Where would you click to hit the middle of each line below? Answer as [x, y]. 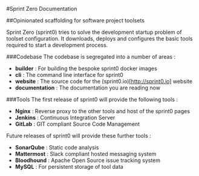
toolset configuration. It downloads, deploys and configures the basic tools [99, 38]
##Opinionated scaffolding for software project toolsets [76, 20]
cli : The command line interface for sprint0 [69, 75]
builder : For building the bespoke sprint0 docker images [86, 68]
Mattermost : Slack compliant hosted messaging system [86, 154]
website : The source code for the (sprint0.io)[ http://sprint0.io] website [103, 81]
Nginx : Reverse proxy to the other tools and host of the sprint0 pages [103, 111]
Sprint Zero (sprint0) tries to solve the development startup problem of [94, 32]
